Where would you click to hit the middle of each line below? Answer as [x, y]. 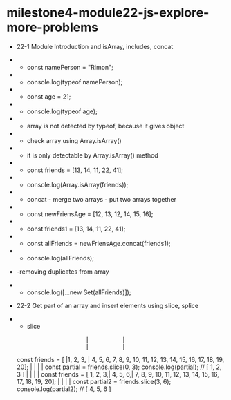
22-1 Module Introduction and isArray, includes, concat [95, 46]
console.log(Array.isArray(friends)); [77, 184]
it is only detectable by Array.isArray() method [92, 155]
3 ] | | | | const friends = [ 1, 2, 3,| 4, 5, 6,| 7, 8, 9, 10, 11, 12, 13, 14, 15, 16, [118, 374]
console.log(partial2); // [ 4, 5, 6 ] [64, 389]
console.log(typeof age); [62, 111]
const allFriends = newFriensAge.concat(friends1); [99, 243]
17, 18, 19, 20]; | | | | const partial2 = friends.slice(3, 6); [94, 381]
